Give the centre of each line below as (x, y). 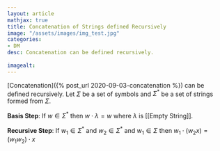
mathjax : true (28, 20)
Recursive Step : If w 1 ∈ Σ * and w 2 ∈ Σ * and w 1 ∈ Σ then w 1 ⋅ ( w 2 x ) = (108, 130)
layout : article (31, 14)
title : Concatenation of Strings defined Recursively (87, 26)
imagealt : (22, 65)
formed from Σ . (29, 101)
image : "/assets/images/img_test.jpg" (63, 33)
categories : (24, 40)
